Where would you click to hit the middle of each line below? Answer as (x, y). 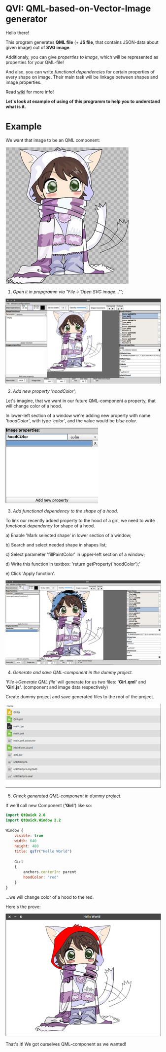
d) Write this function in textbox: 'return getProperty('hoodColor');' (73, 564)
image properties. (23, 82)
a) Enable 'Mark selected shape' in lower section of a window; (69, 535)
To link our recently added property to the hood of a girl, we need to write (80, 520)
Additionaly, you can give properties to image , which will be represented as (82, 57)
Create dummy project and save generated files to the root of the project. (80, 697)
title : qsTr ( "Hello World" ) (43, 851)
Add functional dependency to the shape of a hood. (66, 511)
